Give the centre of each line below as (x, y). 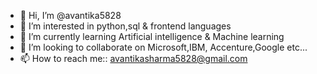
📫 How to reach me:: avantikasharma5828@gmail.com (133, 58)
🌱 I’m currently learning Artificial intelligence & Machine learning (152, 36)
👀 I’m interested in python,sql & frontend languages (125, 26)
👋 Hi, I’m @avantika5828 (70, 15)
